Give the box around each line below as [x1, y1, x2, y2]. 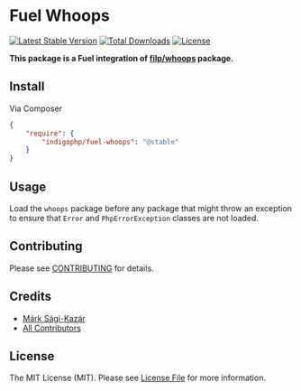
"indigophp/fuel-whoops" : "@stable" [41, 137, 179, 146]
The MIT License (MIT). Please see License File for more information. [9, 372, 266, 384]
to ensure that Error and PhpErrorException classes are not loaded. [9, 212, 260, 223]
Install [9, 79, 45, 95]
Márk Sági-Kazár [22, 312, 86, 323]
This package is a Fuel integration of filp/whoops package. [9, 52, 234, 63]
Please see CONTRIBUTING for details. [9, 263, 155, 274]
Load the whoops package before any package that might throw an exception [9, 202, 293, 213]
